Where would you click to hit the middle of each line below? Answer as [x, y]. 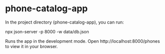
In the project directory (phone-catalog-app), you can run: [65, 22]
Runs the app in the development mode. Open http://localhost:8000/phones [82, 41]
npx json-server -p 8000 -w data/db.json [47, 31]
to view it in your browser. [31, 46]
